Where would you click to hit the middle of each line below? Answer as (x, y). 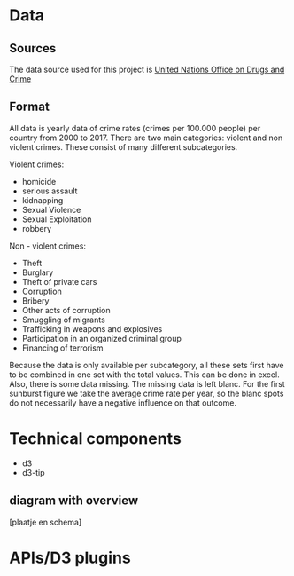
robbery (36, 228)
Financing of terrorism (62, 348)
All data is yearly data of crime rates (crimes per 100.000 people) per (135, 128)
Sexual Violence (51, 209)
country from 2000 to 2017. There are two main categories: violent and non (146, 138)
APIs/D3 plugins (70, 558)
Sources (33, 48)
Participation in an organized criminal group (101, 338)
